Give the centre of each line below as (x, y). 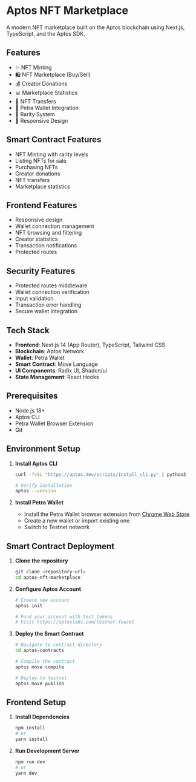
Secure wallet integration (46, 311)
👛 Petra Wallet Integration (47, 108)
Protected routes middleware (51, 285)
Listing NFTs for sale (41, 160)
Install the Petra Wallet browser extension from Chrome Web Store (107, 514)
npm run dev (30, 762)
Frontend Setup (36, 702)
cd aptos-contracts (40, 651)
